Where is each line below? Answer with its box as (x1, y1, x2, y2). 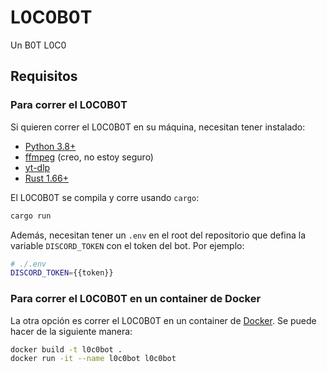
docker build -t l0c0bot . (10, 344, 123, 355)
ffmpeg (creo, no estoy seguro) (24, 151, 154, 163)
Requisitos (10, 68, 78, 85)
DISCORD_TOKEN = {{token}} (10, 268, 114, 278)
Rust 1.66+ (24, 172, 69, 184)
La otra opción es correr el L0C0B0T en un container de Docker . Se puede (10, 314, 317, 326)
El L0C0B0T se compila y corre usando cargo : (10, 191, 200, 203)
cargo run (10, 211, 52, 221)
